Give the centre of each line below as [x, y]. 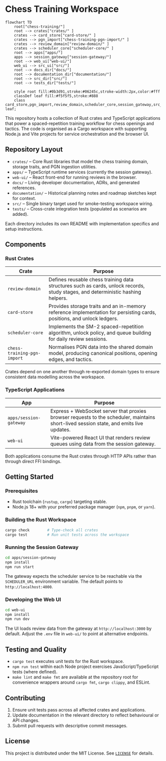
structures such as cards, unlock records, [97, 286]
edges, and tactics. [71, 359]
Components [25, 244]
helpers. [58, 298]
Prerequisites [21, 491]
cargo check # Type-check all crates [52, 530]
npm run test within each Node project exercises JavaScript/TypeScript [85, 666]
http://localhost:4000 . [29, 587]
